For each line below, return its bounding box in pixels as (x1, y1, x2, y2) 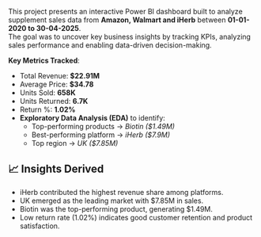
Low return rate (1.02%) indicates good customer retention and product (19, 212, 253, 222)
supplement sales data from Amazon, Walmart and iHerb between (8, 15, 226, 25)
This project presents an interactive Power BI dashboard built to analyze (8, 7, 243, 16)
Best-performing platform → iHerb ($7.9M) (31, 130, 171, 140)
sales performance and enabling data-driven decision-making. (8, 40, 212, 50)
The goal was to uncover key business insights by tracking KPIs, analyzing (8, 32, 252, 41)
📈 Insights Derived (8, 162, 104, 176)
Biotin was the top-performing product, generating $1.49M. (19, 204, 214, 213)
